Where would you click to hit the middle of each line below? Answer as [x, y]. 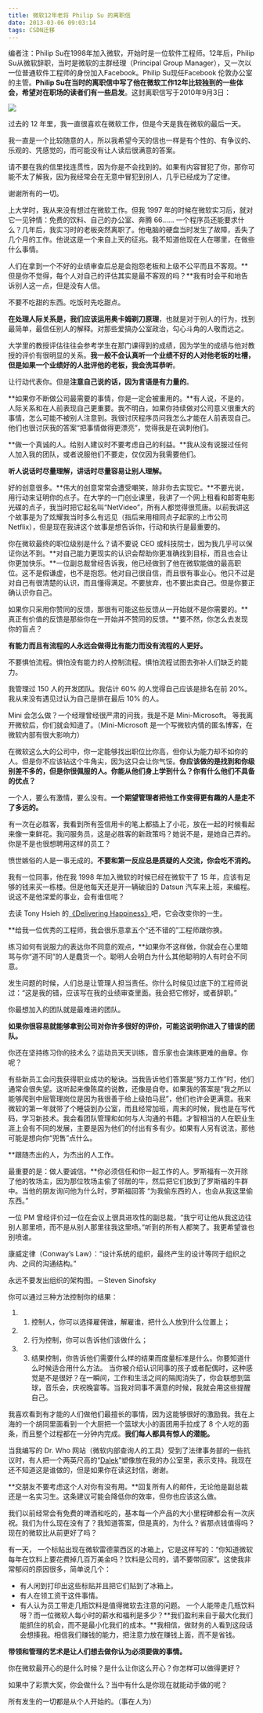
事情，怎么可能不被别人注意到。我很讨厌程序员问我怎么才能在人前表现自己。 [131, 418]
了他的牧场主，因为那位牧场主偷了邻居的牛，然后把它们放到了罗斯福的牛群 [128, 1181]
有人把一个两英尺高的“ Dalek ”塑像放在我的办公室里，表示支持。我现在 [140, 1460]
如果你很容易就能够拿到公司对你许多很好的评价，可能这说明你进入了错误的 [128, 1026]
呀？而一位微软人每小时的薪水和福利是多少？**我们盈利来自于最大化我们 [136, 1615]
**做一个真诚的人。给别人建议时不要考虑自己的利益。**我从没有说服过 [121, 445]
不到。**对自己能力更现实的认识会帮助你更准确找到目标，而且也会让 [139, 553]
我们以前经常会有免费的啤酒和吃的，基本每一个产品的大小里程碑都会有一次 [128, 1513]
